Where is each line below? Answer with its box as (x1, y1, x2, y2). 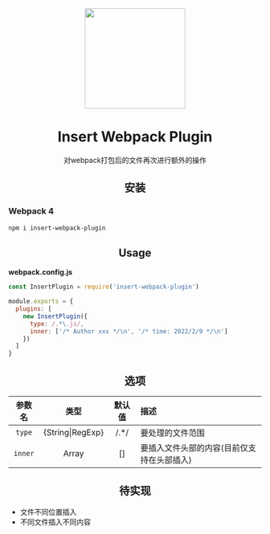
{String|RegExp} (43, 427, 104, 438)
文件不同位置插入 (19, 507, 77, 516)
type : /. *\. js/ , (29, 320, 84, 328)
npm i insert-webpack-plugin (8, 224, 106, 232)
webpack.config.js (8, 267, 73, 277)
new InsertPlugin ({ (22, 312, 88, 320)
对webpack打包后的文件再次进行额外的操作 (63, 155, 207, 165)
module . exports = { (8, 297, 74, 306)
